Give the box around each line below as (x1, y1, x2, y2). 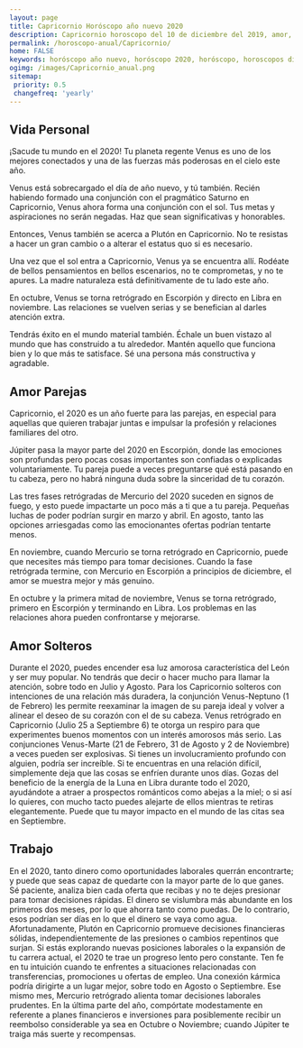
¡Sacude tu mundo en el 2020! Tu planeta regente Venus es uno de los (9, 146, 271, 157)
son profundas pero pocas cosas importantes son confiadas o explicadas (9, 455, 282, 465)
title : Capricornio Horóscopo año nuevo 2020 (9, 22, 183, 31)
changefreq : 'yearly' (13, 88, 95, 97)
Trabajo (9, 841, 54, 857)
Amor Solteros (9, 638, 93, 654)
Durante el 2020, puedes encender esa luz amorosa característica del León (9, 662, 290, 673)
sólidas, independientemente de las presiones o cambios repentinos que (9, 933, 280, 943)
